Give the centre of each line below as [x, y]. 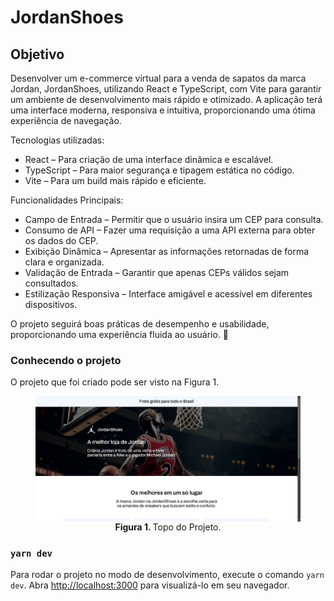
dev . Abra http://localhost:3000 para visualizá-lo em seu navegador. [150, 585]
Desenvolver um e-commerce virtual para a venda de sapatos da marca [158, 78]
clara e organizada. [64, 262]
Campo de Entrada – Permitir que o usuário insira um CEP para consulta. [174, 219]
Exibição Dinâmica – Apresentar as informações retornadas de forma [167, 251]
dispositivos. [51, 304]
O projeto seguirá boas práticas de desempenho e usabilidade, [140, 324]
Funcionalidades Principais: [67, 200]
